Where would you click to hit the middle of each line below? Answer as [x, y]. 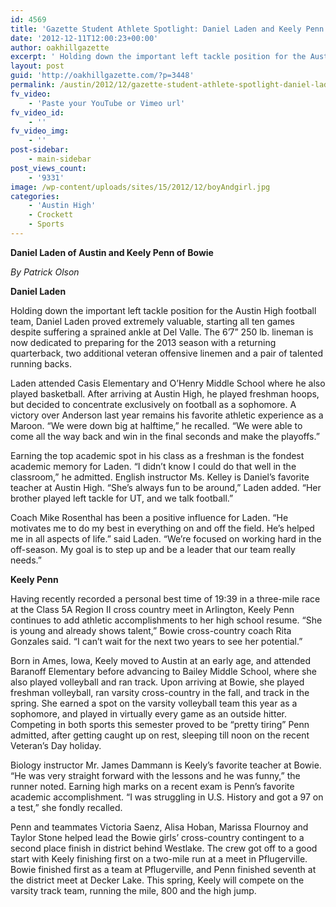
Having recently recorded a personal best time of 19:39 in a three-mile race [165, 598]
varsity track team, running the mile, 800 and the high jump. [133, 890]
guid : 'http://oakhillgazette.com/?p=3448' [102, 76]
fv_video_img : [40, 131]
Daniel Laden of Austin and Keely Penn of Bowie [112, 252]
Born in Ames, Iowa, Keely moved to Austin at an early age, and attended [161, 660]
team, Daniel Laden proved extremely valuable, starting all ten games [153, 321]
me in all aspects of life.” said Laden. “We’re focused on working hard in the [166, 538]
